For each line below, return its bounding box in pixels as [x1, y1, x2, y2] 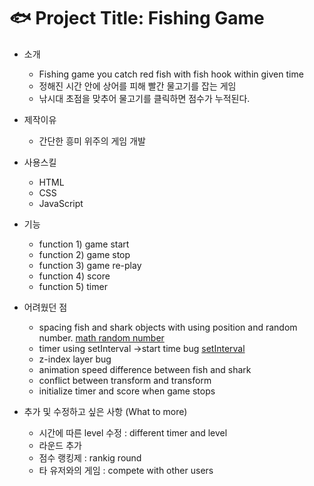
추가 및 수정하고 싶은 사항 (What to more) [23, 405, 188, 417]
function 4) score [38, 270, 111, 282]
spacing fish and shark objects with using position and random [38, 321, 298, 333]
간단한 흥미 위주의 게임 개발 [38, 135, 146, 147]
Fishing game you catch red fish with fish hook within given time [38, 68, 304, 80]
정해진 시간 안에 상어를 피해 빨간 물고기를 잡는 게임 [38, 80, 237, 92]
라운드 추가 [38, 439, 82, 451]
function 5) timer [38, 280, 108, 292]
